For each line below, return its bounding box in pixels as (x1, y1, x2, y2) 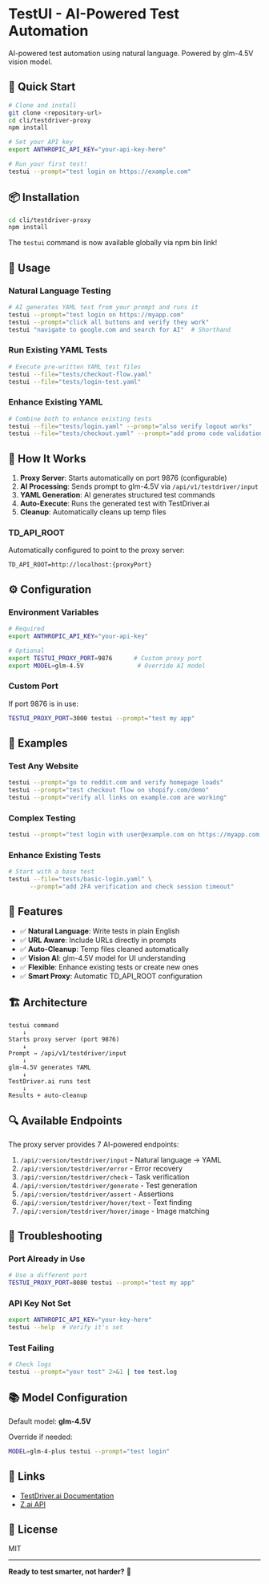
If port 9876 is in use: (8, 699, 78, 708)
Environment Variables (8, 607, 99, 618)
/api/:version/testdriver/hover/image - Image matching (19, 1206, 210, 1215)
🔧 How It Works (8, 452, 86, 466)
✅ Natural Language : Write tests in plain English (19, 926, 180, 936)
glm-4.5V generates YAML (8, 1063, 91, 1071)
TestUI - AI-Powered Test (8, 5, 180, 23)
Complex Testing (8, 812, 76, 824)
